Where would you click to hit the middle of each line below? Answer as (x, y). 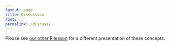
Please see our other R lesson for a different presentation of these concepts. (85, 38)
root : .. (14, 19)
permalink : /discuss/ (28, 24)
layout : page (19, 10)
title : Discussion (25, 15)
